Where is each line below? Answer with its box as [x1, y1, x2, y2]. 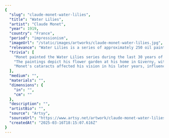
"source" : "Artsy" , [9, 111, 50, 116]
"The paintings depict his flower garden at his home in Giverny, [14, 59, 156, 64]
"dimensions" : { [9, 82, 43, 87]
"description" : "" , [9, 102, 50, 107]
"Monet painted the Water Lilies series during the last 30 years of [14, 54, 163, 60]
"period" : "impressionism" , [9, 36, 69, 41]
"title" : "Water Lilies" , [9, 17, 64, 22]
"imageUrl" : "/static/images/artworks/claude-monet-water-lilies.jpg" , [9, 40, 163, 45]
